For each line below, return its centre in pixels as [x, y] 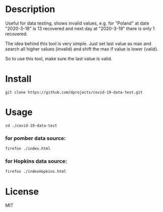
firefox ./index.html [28, 149]
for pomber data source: [36, 138]
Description [30, 9]
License [22, 191]
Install [18, 79]
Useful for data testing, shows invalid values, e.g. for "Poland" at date [77, 23]
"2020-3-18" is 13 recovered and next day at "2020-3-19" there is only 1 [80, 28]
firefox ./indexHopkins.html [36, 172]
